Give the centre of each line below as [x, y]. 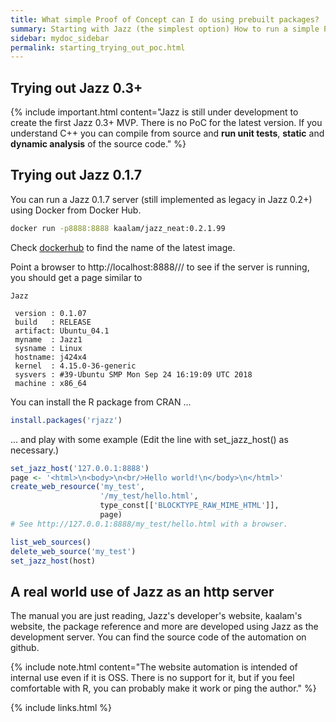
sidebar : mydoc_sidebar [60, 38]
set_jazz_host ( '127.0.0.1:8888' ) [80, 468]
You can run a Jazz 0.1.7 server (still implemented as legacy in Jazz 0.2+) [161, 199]
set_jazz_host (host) [53, 561]
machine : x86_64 [50, 383]
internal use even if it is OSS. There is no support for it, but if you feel [152, 678]
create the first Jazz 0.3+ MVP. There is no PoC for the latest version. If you [166, 123]
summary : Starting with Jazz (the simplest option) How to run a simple [165, 29]
